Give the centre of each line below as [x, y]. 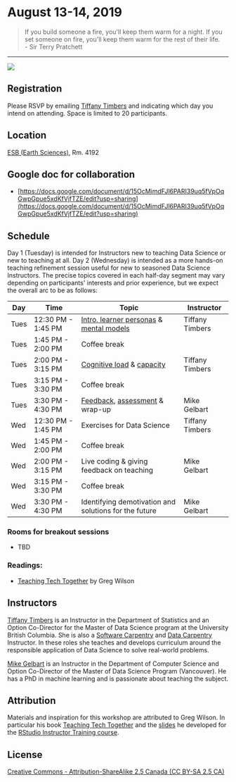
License [25, 755]
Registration [35, 89]
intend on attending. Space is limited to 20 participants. [87, 113]
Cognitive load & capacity [124, 365]
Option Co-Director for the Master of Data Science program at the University [118, 627]
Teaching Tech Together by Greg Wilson [76, 581]
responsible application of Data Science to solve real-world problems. [108, 650]
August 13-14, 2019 [65, 12]
